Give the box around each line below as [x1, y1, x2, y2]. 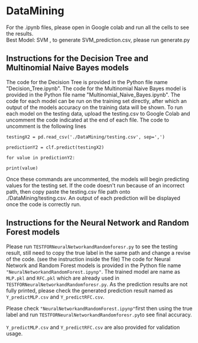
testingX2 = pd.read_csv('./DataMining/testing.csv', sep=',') [6, 134, 165, 140]
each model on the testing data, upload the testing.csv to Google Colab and [6, 110, 190, 117]
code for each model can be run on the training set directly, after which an [6, 97, 187, 104]
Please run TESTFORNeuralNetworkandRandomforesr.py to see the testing [6, 243, 178, 250]
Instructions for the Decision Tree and [6, 53, 149, 63]
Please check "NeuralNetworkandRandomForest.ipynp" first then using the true [6, 304, 193, 312]
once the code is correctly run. [6, 200, 82, 208]
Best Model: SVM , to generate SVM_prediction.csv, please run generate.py [6, 36, 190, 43]
